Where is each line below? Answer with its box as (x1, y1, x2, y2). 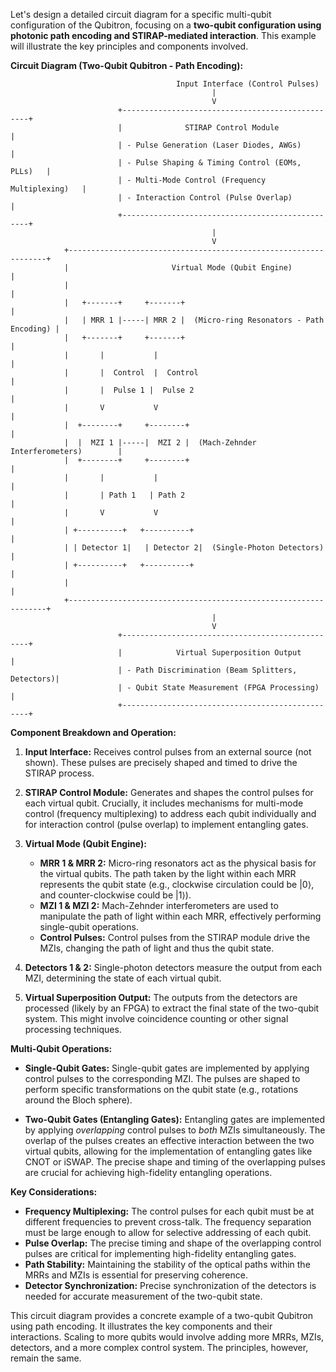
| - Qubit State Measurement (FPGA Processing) (117, 683, 320, 693)
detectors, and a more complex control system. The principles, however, (10, 1342, 309, 1353)
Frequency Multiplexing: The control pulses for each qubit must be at (24, 1205, 315, 1217)
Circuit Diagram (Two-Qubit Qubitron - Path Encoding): (10, 60, 244, 71)
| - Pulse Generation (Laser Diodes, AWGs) (117, 140, 302, 150)
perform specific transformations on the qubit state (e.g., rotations (24, 1084, 299, 1095)
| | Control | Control (63, 368, 199, 378)
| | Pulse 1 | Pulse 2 (63, 385, 195, 395)
